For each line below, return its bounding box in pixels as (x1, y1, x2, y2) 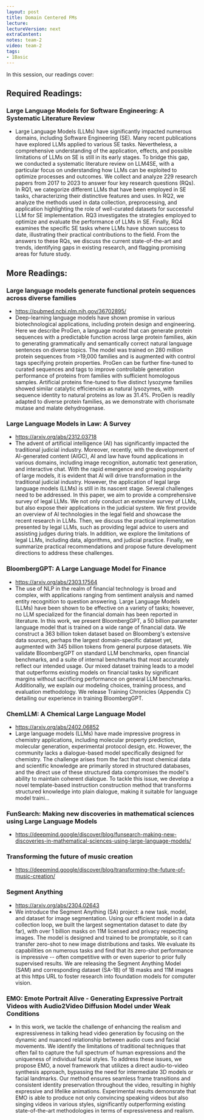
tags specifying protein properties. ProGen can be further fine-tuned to (15, 359, 194, 366)
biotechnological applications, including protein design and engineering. (15, 321, 196, 328)
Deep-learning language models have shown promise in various (15, 314, 175, 321)
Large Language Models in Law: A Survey (6, 419, 131, 428)
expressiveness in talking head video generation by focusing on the (15, 1030, 185, 1037)
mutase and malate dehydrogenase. (15, 404, 105, 412)
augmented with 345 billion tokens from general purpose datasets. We (15, 643, 192, 650)
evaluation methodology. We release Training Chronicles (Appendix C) (15, 688, 191, 695)
